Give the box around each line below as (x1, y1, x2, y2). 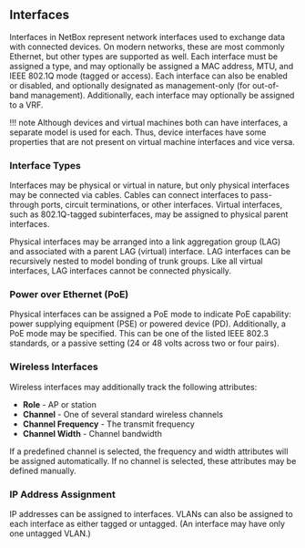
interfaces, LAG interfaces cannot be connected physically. (9, 265, 232, 276)
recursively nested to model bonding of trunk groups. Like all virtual (9, 255, 263, 267)
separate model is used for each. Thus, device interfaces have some (9, 127, 267, 138)
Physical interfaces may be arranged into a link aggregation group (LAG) (9, 236, 281, 247)
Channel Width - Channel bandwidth (22, 428, 162, 439)
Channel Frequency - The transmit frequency (22, 419, 196, 429)
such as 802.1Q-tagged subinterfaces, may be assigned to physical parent (9, 209, 289, 220)
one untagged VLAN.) (9, 528, 91, 539)
